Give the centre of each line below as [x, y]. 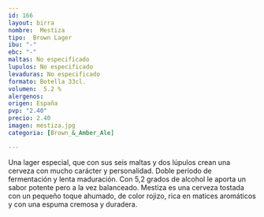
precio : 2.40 [30, 118]
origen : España [33, 103]
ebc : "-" [22, 52]
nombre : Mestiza [37, 30]
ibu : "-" [22, 45]
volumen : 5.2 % [35, 89]
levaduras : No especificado [54, 74]
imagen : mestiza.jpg [42, 125]
